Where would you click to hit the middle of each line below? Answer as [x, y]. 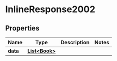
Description [75, 42]
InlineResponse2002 [50, 9]
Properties [22, 28]
